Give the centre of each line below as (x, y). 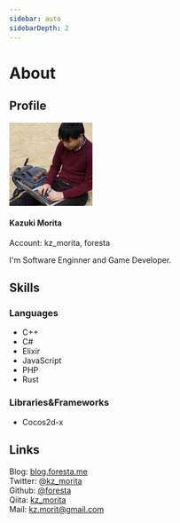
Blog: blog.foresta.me (49, 471)
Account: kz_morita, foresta (60, 242)
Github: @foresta (40, 490)
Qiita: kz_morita (38, 499)
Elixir (31, 352)
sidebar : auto (35, 19)
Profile (28, 106)
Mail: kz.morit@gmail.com (57, 509)
